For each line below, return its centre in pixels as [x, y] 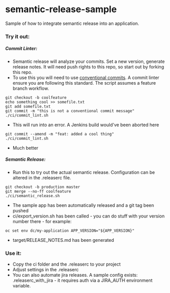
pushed [20, 210]
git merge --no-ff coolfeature [38, 191]
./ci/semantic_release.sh [32, 196]
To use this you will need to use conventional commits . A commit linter [86, 78]
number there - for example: [42, 221]
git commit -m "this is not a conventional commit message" [70, 111]
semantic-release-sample [61, 9]
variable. [22, 286]
